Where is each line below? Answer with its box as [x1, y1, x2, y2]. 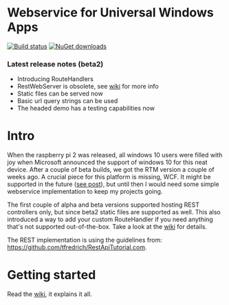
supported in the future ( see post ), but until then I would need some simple [7, 180, 219, 188]
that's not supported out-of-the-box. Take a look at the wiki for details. [7, 223, 208, 231]
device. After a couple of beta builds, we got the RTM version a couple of [7, 166, 215, 174]
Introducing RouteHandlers [17, 75, 94, 83]
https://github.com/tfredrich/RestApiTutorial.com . [7, 243, 147, 251]
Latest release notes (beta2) [7, 59, 104, 69]
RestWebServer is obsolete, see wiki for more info [17, 82, 160, 91]
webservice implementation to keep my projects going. [7, 188, 163, 196]
